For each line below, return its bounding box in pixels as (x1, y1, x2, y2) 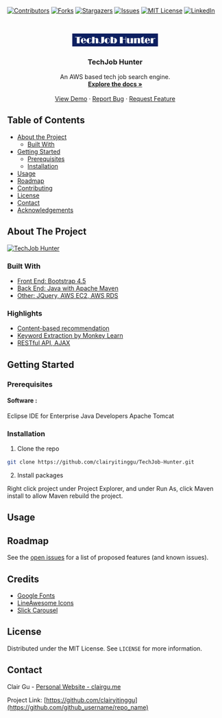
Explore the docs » (88, 80, 143, 89)
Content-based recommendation (16, 324, 110, 333)
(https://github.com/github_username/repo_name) (7, 703, 149, 711)
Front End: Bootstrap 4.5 (16, 277, 86, 285)
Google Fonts (16, 591, 56, 600)
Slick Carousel (16, 606, 58, 615)
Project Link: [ (7, 695, 47, 704)
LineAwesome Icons (16, 599, 74, 607)
